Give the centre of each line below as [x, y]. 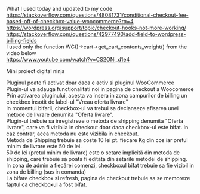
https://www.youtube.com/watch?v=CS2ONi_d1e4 [68, 60]
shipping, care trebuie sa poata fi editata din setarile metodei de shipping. [97, 159]
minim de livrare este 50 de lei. [44, 146]
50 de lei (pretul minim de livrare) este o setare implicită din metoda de [93, 153]
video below [21, 53]
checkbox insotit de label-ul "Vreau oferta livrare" [67, 102]
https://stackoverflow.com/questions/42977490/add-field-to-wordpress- [96, 34]
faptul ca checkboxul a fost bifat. [47, 184]
